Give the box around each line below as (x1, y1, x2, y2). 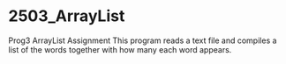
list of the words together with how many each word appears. (8, 44, 232, 54)
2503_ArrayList (8, 6, 125, 26)
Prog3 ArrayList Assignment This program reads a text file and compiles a (8, 35, 277, 46)
